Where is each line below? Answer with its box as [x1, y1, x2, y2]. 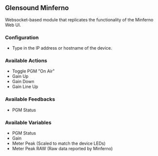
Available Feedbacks [5, 96, 55, 103]
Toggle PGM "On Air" [12, 68, 55, 74]
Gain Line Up [12, 84, 38, 89]
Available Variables [5, 119, 52, 126]
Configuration [5, 34, 39, 41]
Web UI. [5, 22, 21, 28]
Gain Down [12, 79, 35, 85]
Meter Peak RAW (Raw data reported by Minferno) [12, 146, 113, 151]
